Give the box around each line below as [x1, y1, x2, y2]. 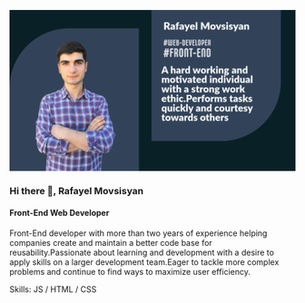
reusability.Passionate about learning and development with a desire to [9, 247, 275, 258]
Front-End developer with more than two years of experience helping [9, 228, 268, 239]
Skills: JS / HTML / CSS [9, 283, 97, 295]
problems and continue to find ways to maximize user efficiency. [9, 266, 251, 277]
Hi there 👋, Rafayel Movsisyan [9, 185, 144, 198]
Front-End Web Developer [9, 208, 110, 219]
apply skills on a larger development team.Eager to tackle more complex [9, 256, 280, 268]
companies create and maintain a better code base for [9, 237, 213, 248]
